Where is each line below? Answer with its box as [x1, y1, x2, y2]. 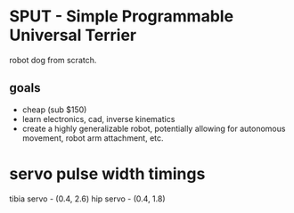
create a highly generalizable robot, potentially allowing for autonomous [21, 123, 286, 134]
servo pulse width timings [9, 163, 206, 184]
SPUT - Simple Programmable [9, 6, 234, 27]
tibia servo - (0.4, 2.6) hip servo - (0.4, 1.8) [9, 193, 167, 204]
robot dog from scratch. [9, 54, 97, 65]
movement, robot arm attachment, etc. [21, 132, 164, 143]
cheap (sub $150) [21, 104, 87, 115]
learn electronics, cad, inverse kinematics [21, 113, 176, 124]
